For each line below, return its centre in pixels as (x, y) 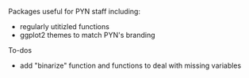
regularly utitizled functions (64, 26)
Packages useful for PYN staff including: (75, 11)
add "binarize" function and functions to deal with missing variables (130, 65)
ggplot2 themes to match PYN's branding (88, 35)
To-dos (20, 50)
